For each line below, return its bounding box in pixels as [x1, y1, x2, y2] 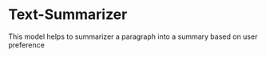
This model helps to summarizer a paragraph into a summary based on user [8, 32, 258, 41]
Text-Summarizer [8, 6, 128, 24]
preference [8, 40, 46, 49]
